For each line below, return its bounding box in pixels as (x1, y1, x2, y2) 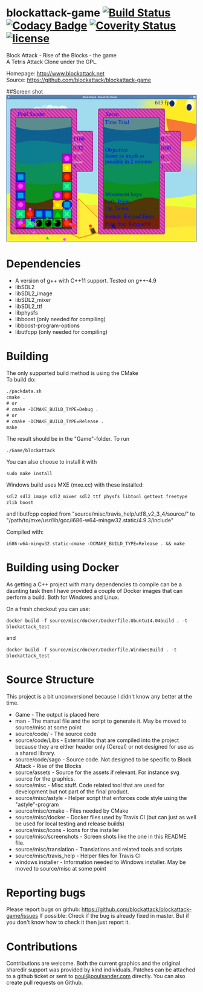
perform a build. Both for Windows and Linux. (6, 594, 120, 601)
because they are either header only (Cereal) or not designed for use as (14, 743, 195, 750)
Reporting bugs (6, 886, 86, 900)
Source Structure (6, 673, 95, 686)
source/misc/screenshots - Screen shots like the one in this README (14, 833, 187, 840)
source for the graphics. (14, 775, 76, 782)
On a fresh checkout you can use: (6, 605, 91, 612)
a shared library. (14, 749, 56, 757)
